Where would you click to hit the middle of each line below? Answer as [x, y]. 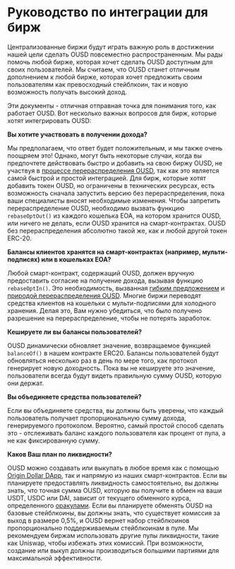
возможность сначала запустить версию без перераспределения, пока [116, 193]
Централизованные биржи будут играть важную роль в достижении [110, 47]
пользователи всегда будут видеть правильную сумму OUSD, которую [115, 375]
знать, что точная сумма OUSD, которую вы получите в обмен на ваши [115, 490]
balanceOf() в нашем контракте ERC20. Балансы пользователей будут [113, 353]
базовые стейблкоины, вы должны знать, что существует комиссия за [114, 512]
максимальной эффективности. [55, 558]
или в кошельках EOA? [76, 259]
